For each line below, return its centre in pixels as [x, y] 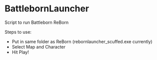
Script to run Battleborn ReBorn [37, 22]
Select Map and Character [39, 47]
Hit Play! [20, 52]
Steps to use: [18, 32]
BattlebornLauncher [47, 9]
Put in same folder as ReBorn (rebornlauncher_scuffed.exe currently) [82, 41]
